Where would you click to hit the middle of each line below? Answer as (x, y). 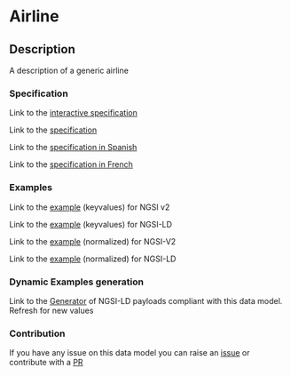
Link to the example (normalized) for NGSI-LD (93, 259)
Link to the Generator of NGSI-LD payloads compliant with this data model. (146, 300)
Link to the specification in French (71, 164)
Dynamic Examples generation (77, 282)
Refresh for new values (51, 310)
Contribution (37, 333)
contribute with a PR (46, 363)
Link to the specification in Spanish (73, 148)
